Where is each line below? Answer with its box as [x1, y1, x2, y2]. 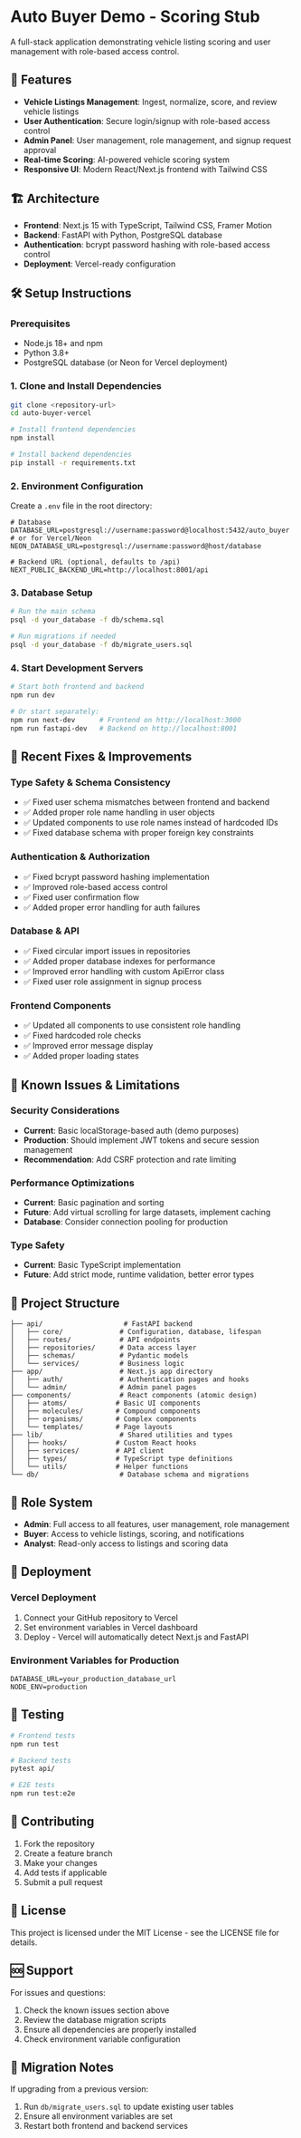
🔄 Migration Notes [10, 2059, 114, 2075]
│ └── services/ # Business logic [10, 1359, 184, 1369]
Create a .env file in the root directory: [10, 500, 153, 511]
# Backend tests [10, 1756, 71, 1765]
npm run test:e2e [10, 1789, 76, 1798]
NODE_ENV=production [10, 1683, 89, 1692]
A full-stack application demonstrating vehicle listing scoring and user [10, 36, 271, 47]
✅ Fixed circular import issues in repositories [23, 945, 191, 956]
